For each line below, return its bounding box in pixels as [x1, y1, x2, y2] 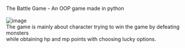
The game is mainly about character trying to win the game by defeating [6, 23, 180, 30]
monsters [6, 29, 29, 36]
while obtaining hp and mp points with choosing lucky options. [6, 36, 156, 42]
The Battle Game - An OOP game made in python [6, 5, 124, 12]
